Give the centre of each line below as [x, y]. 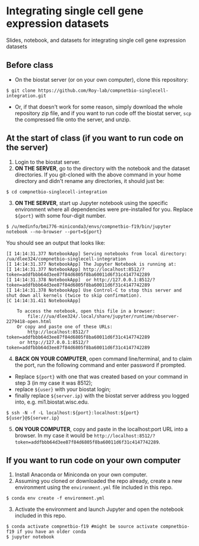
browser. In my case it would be [54, 435]
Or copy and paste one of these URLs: [65, 327]
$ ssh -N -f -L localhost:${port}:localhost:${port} [73, 412]
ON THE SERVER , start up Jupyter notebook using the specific [91, 203]
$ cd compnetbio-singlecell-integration [57, 192]
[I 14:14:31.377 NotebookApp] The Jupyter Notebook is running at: [91, 264]
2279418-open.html [29, 321]
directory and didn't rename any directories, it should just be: [89, 181]
